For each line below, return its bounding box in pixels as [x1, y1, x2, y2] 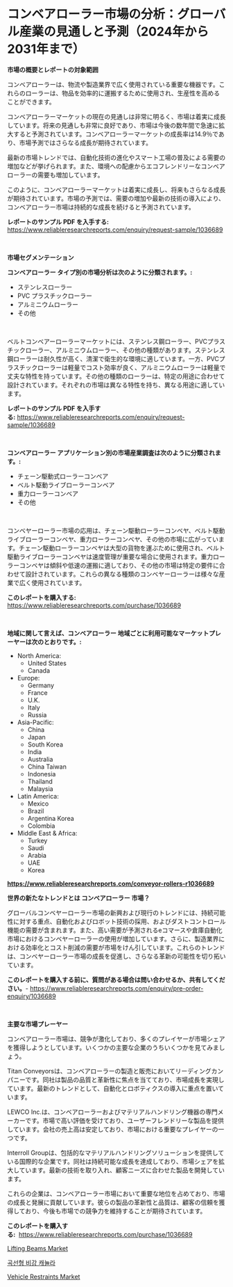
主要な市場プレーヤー [7, 1020, 68, 1028]
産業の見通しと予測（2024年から [19, 24, 209, 40]
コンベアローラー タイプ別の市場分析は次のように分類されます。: [7, 268, 193, 276]
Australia [27, 755, 53, 763]
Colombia [27, 822, 55, 830]
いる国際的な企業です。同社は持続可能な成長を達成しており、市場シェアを [7, 1157, 219, 1165]
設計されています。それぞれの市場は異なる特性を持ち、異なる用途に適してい [7, 381, 225, 389]
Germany [27, 681, 54, 689]
